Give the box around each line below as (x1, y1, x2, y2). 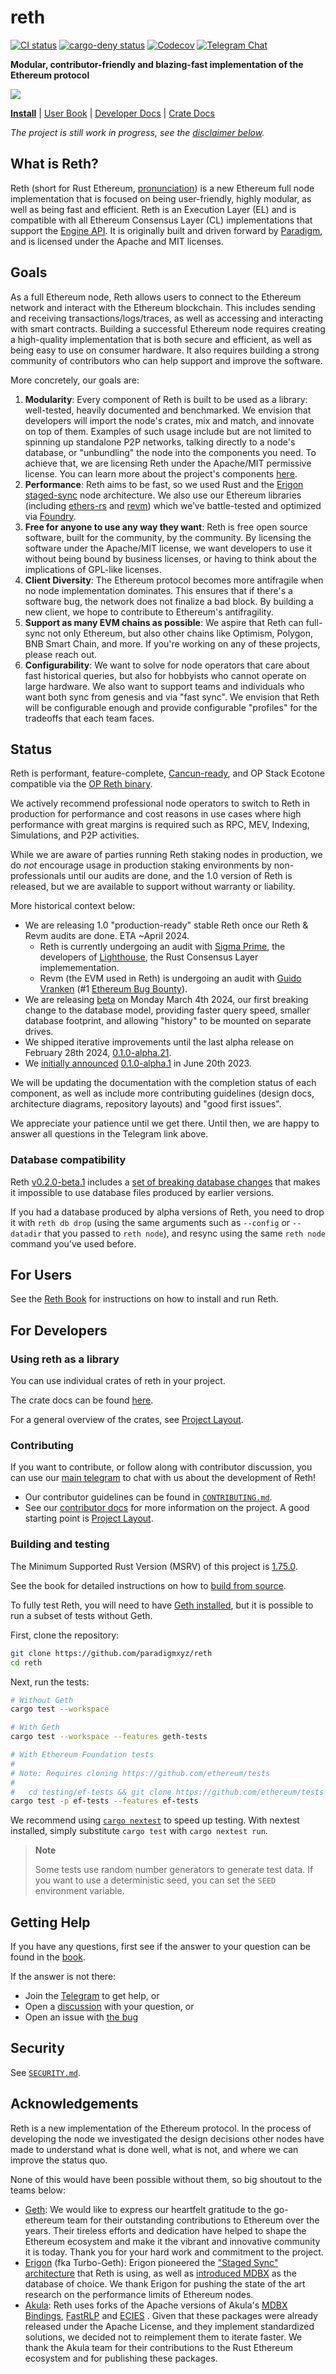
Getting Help (10, 1914, 91, 1931)
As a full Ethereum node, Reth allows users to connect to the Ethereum (10, 291, 302, 303)
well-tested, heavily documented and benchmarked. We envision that (24, 404, 312, 416)
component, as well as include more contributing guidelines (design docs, (10, 1087, 315, 1100)
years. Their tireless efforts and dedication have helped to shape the (24, 2224, 307, 2236)
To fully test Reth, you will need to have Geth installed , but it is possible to (10, 1599, 314, 1611)
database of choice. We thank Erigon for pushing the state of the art (24, 2277, 306, 2290)
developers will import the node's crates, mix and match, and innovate (24, 414, 315, 426)
